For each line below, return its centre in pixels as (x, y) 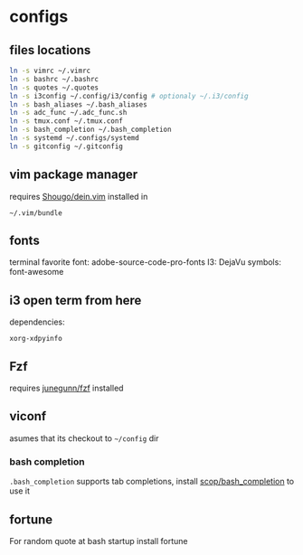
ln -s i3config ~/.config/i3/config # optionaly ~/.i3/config (129, 96)
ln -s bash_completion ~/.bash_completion (90, 130)
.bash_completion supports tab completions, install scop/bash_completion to (152, 482)
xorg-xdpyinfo (36, 339)
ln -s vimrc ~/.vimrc (50, 71)
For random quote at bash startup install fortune (99, 541)
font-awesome (37, 272)
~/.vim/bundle (36, 213)
